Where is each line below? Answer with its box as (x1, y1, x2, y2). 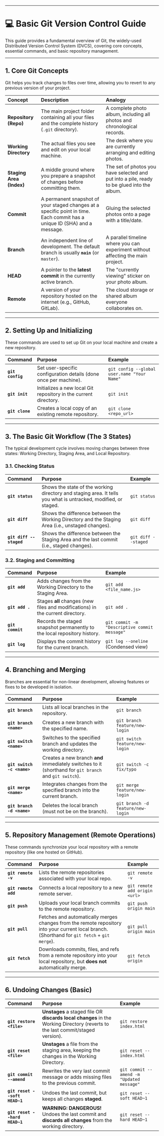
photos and (105, 117, 132, 123)
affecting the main (105, 252, 147, 259)
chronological (105, 123, 138, 130)
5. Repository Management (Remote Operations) (5, 831, 156, 839)
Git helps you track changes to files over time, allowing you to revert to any (5, 80, 156, 85)
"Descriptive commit (105, 624, 153, 630)
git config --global (108, 366, 156, 372)
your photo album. (105, 279, 148, 285)
